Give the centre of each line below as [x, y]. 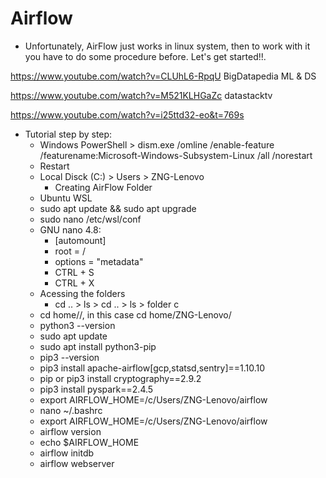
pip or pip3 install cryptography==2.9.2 [120, 378]
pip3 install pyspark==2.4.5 [96, 389]
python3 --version [77, 325]
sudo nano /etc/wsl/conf [90, 219]
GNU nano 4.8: [70, 229]
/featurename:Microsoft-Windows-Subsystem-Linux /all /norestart [176, 155]
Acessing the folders [82, 293]
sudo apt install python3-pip [98, 346]
